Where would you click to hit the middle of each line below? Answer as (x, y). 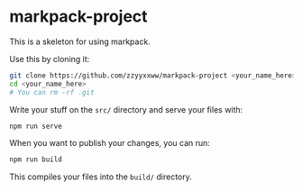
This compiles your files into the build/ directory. (101, 177)
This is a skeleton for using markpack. (80, 41)
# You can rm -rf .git (52, 92)
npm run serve (36, 126)
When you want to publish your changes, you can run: (110, 143)
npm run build (36, 159)
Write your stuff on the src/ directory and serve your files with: (126, 109)
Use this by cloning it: (50, 59)
